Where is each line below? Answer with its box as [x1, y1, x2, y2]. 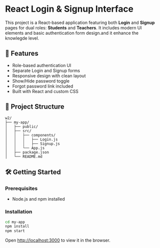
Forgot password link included [12, 83, 73, 89]
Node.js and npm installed [12, 196, 65, 202]
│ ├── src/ [5, 128, 32, 133]
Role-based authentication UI [12, 62, 71, 68]
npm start [5, 228, 25, 233]
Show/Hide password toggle [12, 78, 70, 84]
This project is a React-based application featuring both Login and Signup [5, 20, 155, 25]
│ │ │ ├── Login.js [5, 137, 58, 142]
